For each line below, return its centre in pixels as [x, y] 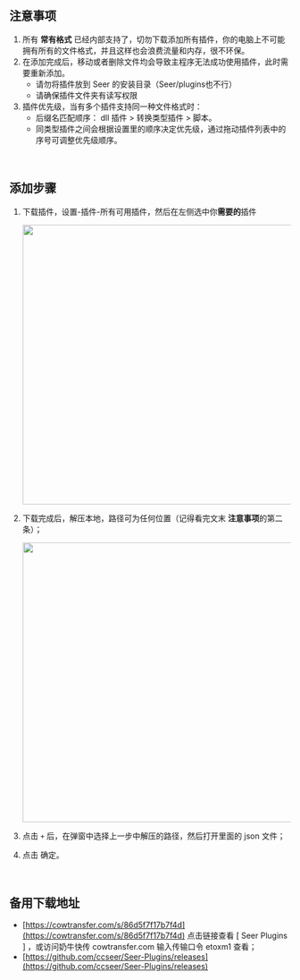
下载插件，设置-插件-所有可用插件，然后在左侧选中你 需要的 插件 [139, 211]
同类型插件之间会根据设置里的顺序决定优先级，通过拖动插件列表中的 [161, 129]
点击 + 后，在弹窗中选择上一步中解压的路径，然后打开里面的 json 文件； [154, 836]
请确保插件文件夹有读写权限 [87, 95]
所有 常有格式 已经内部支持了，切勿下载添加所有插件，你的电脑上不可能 [154, 39]
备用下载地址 [45, 903]
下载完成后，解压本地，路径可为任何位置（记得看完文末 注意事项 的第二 [152, 518]
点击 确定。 [43, 855]
